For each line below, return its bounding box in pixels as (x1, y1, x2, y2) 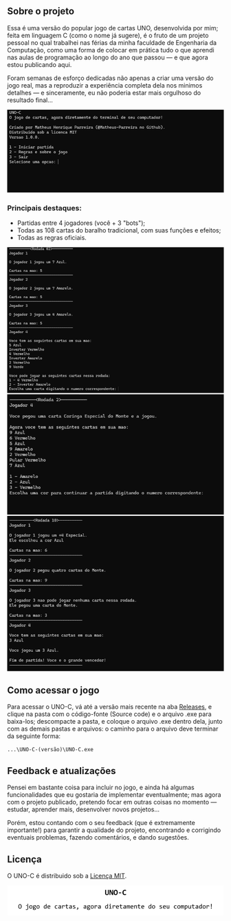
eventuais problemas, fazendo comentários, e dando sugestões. (7, 833, 189, 842)
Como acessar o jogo (7, 684, 100, 696)
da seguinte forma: (7, 732, 60, 740)
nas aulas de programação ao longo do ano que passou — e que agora (7, 53, 208, 61)
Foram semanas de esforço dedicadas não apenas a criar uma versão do (7, 74, 214, 82)
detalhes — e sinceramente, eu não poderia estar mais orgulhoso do (7, 88, 201, 97)
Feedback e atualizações (7, 765, 116, 777)
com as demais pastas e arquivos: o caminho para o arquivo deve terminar (7, 724, 219, 733)
